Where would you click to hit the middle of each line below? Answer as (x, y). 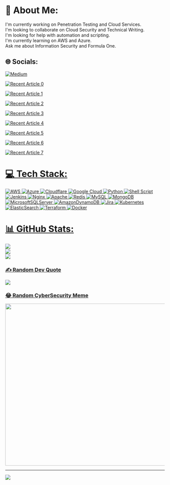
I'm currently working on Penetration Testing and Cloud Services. (73, 24)
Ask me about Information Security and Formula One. (61, 46)
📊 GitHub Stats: (40, 229)
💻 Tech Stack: (36, 174)
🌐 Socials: (22, 62)
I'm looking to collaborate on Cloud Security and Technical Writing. (75, 29)
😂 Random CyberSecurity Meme (47, 295)
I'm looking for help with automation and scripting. (58, 35)
